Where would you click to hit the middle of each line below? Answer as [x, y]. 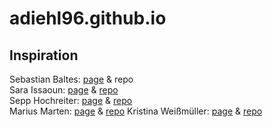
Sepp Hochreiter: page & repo [71, 100]
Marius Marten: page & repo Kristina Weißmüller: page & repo [136, 111]
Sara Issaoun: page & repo [64, 90]
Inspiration [44, 55]
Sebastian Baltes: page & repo [71, 79]
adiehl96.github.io [88, 18]
